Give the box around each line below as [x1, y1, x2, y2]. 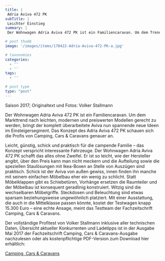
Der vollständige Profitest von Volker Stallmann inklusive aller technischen [5, 220, 155, 226]
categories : [5, 57, 29, 62]
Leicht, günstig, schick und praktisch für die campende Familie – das [5, 142, 144, 148]
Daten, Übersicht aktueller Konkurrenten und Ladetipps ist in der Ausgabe [5, 225, 155, 231]
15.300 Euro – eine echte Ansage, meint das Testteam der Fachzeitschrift [5, 205, 153, 211]
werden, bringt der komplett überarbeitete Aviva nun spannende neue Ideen [5, 122, 159, 128]
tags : [5, 71, 16, 76]
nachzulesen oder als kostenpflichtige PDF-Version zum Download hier [5, 235, 149, 241]
